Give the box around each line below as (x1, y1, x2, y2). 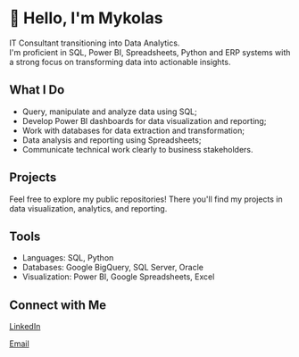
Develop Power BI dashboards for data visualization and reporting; (21, 115, 267, 126)
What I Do (9, 82, 65, 97)
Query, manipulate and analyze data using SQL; (21, 106, 198, 117)
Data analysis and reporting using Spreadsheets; (21, 134, 202, 145)
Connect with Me (9, 297, 107, 312)
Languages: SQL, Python (21, 253, 114, 263)
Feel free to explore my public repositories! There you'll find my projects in (9, 194, 283, 204)
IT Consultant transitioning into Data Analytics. (9, 37, 180, 48)
